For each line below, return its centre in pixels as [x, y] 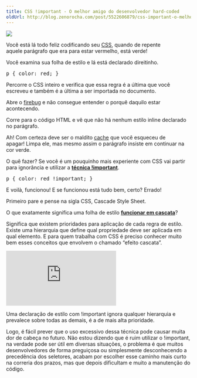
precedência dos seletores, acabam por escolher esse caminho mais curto [96, 356]
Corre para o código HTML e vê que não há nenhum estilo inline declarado [96, 120]
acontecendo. [23, 108]
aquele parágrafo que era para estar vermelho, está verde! [77, 51]
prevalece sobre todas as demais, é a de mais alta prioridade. [80, 320]
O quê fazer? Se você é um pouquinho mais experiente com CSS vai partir [96, 161]
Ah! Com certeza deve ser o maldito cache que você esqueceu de [86, 137]
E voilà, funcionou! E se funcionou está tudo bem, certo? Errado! [84, 190]
